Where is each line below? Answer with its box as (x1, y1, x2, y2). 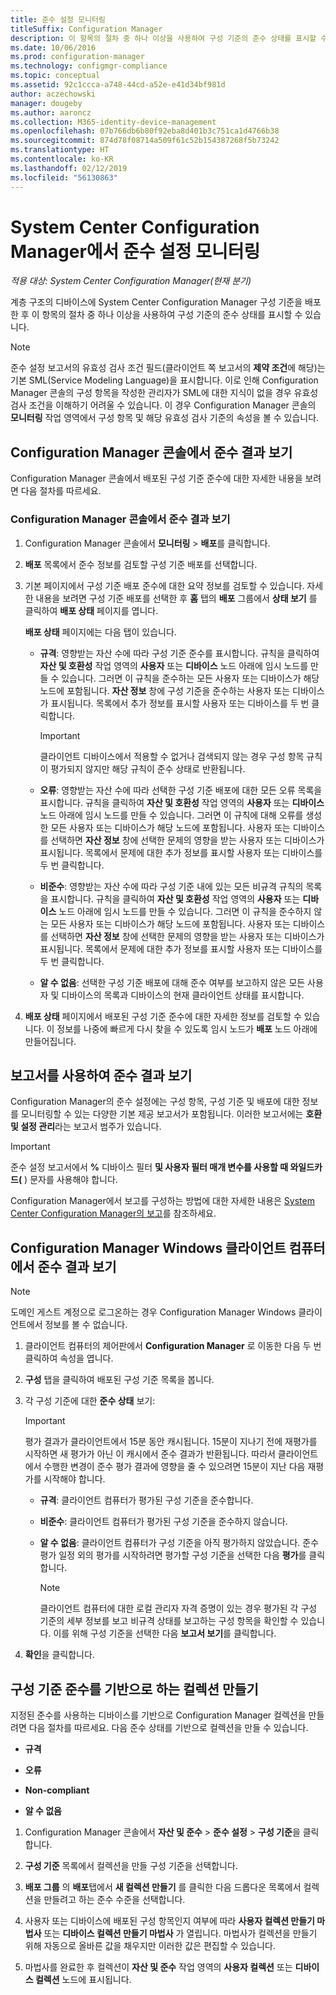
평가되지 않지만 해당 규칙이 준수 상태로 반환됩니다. (50, 762, 246, 775)
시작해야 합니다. (43, 1473, 106, 1485)
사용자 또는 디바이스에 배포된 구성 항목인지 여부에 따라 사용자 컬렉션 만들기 (24, 1914, 315, 1926)
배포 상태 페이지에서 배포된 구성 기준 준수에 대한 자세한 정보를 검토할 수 (24, 1010, 302, 1022)
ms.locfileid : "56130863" (10, 172, 118, 183)
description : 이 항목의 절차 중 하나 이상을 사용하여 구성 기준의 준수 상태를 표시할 (10, 33, 317, 43)
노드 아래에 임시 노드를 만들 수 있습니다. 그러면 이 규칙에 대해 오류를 (39, 809, 304, 821)
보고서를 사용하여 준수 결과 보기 (10, 1067, 193, 1084)
